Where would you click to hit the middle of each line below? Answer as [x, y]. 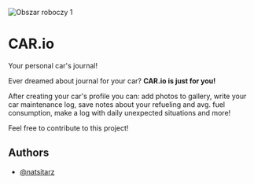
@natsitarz [37, 171]
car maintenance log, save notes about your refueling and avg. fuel [117, 104]
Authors [29, 153]
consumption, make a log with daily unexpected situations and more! [120, 112]
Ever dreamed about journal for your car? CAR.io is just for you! [112, 81]
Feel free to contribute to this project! [68, 128]
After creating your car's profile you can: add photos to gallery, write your [127, 96]
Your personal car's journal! [53, 65]
